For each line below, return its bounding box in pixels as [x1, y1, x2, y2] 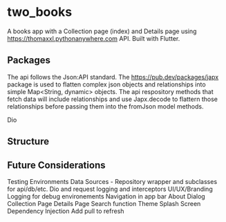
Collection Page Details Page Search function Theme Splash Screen [7, 199, 201, 207]
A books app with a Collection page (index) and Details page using [7, 27, 197, 35]
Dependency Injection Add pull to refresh [7, 207, 124, 215]
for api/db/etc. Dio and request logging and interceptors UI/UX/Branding [7, 185, 213, 193]
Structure [7, 136, 50, 147]
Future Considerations [7, 159, 106, 171]
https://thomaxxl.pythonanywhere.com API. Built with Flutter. [7, 34, 180, 42]
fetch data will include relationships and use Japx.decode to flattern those [7, 95, 218, 103]
